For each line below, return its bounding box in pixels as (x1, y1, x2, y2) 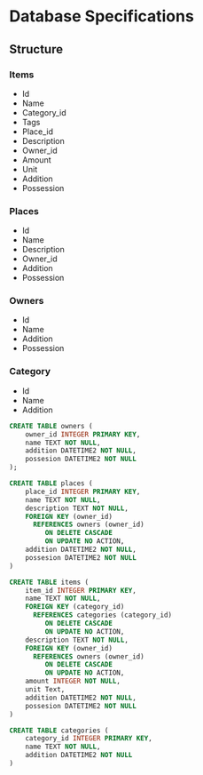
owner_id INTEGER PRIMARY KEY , (25, 429, 141, 439)
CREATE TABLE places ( (9, 479, 93, 488)
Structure (9, 42, 64, 57)
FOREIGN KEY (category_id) (25, 603, 125, 611)
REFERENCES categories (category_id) (32, 611, 173, 619)
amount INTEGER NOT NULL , (25, 677, 121, 686)
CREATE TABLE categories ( (9, 726, 109, 735)
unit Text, (25, 685, 66, 694)
